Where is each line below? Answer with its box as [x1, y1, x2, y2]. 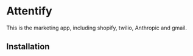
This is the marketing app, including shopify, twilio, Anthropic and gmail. [6, 24, 188, 31]
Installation [6, 42, 50, 52]
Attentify [6, 4, 53, 18]
